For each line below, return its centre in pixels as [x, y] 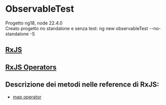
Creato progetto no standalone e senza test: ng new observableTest [77, 28]
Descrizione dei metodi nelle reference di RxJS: [82, 85]
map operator [27, 97]
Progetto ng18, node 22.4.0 [34, 23]
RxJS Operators [31, 67]
